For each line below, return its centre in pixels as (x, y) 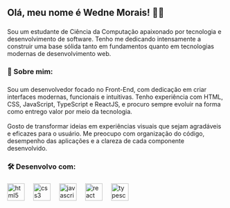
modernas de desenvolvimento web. (59, 54)
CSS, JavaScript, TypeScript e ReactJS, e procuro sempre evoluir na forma (114, 104)
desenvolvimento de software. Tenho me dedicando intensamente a (104, 39)
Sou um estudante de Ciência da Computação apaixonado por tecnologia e (114, 32)
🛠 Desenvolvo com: (42, 167)
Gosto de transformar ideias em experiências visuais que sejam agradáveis (114, 126)
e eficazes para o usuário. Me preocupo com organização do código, (106, 134)
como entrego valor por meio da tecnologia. (70, 112)
